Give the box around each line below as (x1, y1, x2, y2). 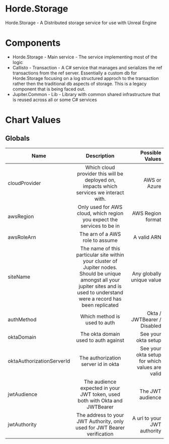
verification (87, 430, 114, 437)
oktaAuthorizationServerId (8, 358, 70, 365)
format (145, 216, 161, 223)
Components (5, 37, 61, 49)
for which (139, 358, 161, 365)
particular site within (76, 251, 124, 258)
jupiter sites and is (78, 283, 122, 290)
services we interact (76, 189, 124, 196)
